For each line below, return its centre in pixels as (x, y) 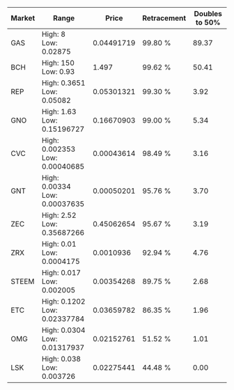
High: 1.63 (59, 112)
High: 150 (58, 63)
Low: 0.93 (58, 71)
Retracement (164, 18)
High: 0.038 (61, 359)
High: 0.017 (61, 273)
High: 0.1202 (63, 301)
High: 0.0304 (63, 330)
